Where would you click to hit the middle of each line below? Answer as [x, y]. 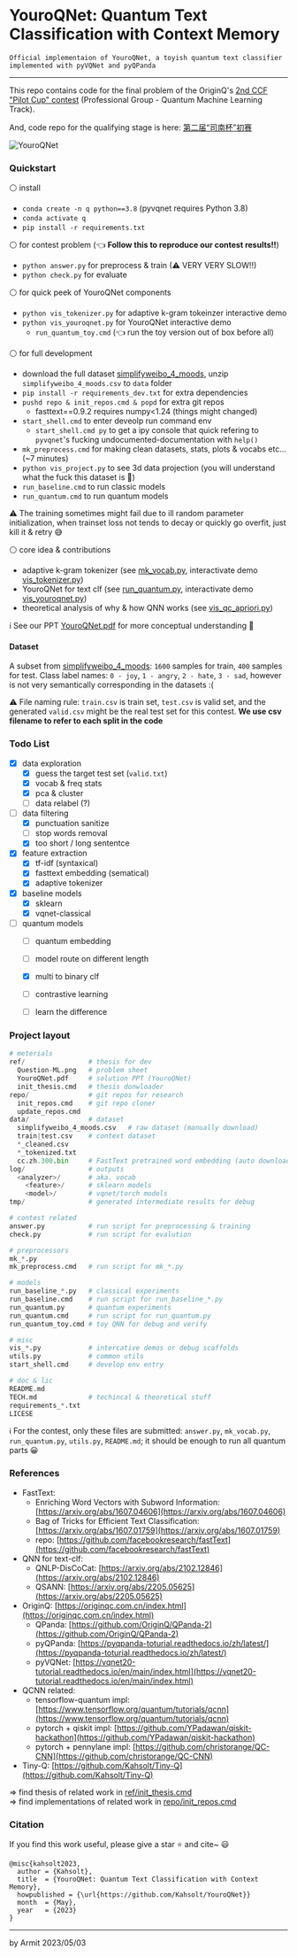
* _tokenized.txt [47, 1152]
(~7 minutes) [45, 459]
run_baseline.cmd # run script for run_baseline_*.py [116, 1300]
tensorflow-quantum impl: [83, 1699]
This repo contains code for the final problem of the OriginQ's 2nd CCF [138, 90]
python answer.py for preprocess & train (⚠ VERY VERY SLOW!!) [139, 266]
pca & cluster [59, 793]
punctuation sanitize [72, 824]
